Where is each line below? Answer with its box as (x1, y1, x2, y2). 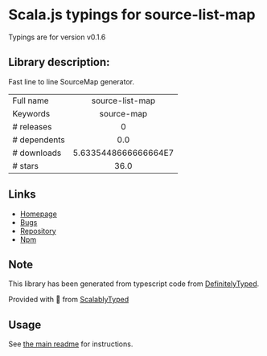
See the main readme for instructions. (8, 339, 133, 349)
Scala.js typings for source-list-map (8, 6, 256, 24)
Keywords (12, 108, 51, 119)
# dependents (12, 134, 66, 145)
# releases (12, 121, 52, 132)
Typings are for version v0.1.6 (8, 32, 106, 42)
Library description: (8, 55, 110, 69)
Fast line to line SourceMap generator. (8, 76, 135, 86)
